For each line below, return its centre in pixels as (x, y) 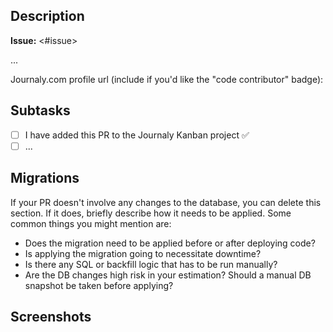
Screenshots (51, 316)
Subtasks (40, 110)
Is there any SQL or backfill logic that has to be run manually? (151, 264)
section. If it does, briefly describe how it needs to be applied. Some (151, 213)
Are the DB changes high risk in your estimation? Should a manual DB (168, 275)
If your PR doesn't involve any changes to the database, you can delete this (166, 202)
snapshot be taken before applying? (99, 285)
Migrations (45, 178)
